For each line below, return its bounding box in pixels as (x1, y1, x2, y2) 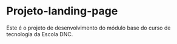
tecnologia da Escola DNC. (6, 30, 73, 37)
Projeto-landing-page (6, 4, 118, 18)
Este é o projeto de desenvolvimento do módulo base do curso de (6, 24, 171, 31)
